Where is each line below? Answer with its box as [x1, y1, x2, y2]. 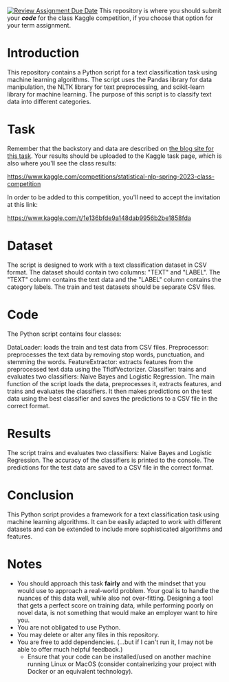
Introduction [7, 46, 80, 61]
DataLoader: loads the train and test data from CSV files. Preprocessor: [7, 343, 209, 351]
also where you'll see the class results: [7, 159, 117, 167]
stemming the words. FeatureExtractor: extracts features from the [7, 357, 193, 365]
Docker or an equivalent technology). [27, 667, 133, 675]
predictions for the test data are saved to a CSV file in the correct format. [7, 463, 214, 472]
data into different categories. [7, 97, 91, 106]
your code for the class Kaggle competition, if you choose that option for [7, 14, 214, 22]
